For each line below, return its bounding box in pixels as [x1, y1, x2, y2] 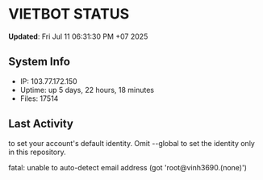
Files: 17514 [19, 94, 59, 103]
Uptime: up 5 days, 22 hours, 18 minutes [19, 85, 155, 94]
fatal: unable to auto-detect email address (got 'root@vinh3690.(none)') [8, 162, 248, 172]
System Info [8, 55, 71, 69]
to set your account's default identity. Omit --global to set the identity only [8, 138, 256, 148]
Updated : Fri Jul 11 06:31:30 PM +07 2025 [8, 31, 148, 41]
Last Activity [8, 117, 74, 131]
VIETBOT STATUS [8, 5, 130, 23]
